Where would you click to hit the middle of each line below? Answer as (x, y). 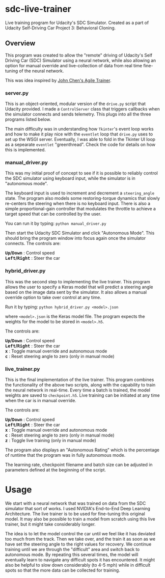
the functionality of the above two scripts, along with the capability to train (80, 385)
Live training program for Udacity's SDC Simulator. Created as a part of (77, 23)
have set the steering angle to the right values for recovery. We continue (78, 544)
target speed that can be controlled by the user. (53, 214)
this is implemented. (25, 150)
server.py (17, 93)
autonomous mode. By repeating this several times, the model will (72, 554)
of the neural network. (41, 71)
